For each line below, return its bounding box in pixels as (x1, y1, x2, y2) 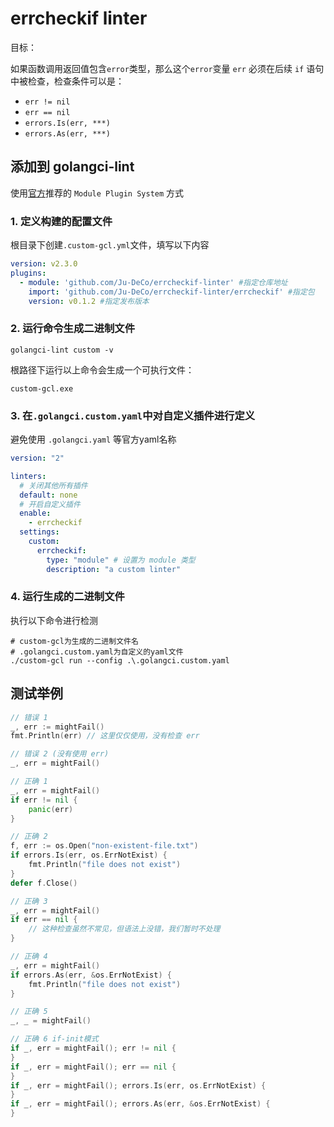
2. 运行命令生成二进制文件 (10, 322, 136, 336)
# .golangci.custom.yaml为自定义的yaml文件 (10, 647, 184, 657)
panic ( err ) (28, 804, 74, 814)
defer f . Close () (10, 878, 78, 888)
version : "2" (10, 453, 65, 464)
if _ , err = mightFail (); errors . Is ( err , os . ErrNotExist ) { (10, 1080, 267, 1091)
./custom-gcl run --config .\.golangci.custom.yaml (10, 655, 230, 666)
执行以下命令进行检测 (10, 614, 98, 626)
